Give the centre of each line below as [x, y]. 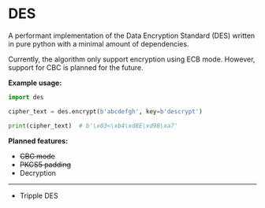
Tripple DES [39, 195]
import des [26, 97]
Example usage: [35, 83]
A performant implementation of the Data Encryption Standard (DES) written [132, 35]
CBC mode [37, 156]
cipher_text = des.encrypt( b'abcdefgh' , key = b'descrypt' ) [105, 111]
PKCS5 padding [45, 164]
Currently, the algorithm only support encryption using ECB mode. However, [132, 59]
